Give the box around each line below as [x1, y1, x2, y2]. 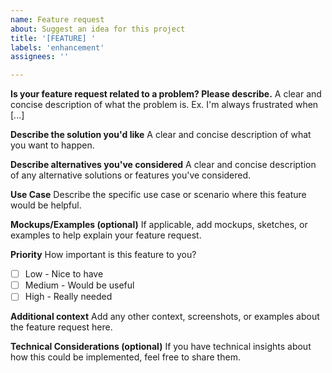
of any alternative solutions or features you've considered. [10, 169, 252, 181]
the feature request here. [10, 321, 113, 333]
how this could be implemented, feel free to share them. [10, 351, 241, 363]
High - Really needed [24, 291, 113, 303]
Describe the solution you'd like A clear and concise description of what [10, 129, 312, 141]
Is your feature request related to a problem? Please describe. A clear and [10, 88, 322, 100]
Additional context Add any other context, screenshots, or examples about [10, 311, 320, 323]
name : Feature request [10, 14, 105, 25]
